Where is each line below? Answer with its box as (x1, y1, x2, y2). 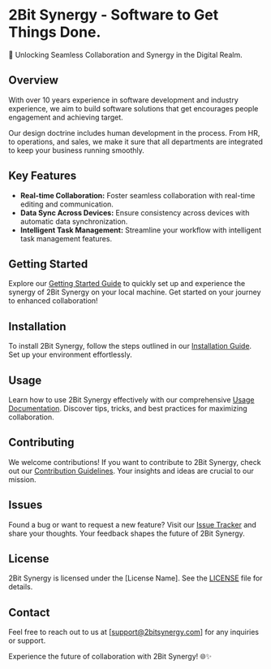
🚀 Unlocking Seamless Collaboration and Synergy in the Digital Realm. (8, 50, 243, 59)
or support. (8, 636, 46, 645)
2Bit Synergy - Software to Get (8, 6, 219, 24)
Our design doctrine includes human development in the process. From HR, (8, 128, 260, 137)
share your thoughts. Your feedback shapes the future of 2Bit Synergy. (8, 528, 245, 538)
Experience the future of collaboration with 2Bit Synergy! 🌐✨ (8, 652, 213, 662)
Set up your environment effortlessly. (8, 350, 132, 359)
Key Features (8, 169, 77, 183)
